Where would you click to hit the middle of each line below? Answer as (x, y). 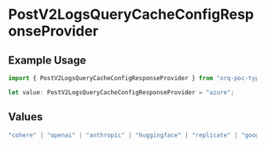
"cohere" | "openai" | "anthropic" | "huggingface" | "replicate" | (123, 135)
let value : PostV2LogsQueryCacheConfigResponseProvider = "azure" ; (121, 92)
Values (26, 117)
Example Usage (47, 60)
